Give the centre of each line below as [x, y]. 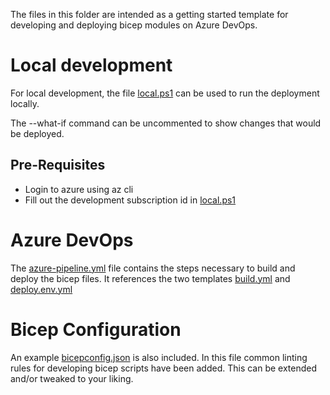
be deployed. [37, 133]
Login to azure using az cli [79, 189]
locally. [25, 103]
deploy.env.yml [41, 289]
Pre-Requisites [58, 165]
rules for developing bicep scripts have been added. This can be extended [164, 368]
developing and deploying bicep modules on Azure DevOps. [134, 25]
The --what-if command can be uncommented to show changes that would [166, 123]
